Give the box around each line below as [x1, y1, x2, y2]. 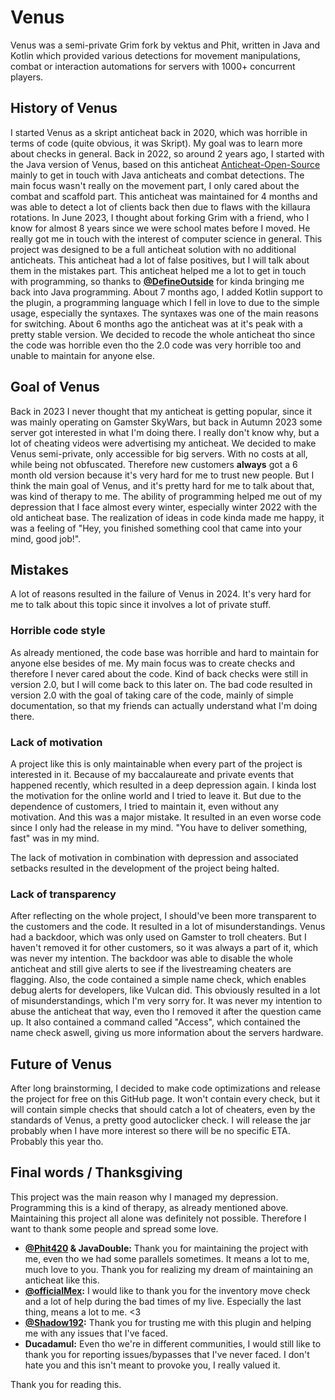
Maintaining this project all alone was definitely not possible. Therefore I [10, 1212, 307, 1224]
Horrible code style [10, 624, 106, 638]
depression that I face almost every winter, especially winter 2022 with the [10, 501, 318, 513]
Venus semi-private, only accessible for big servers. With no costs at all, [10, 447, 308, 460]
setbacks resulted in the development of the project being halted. [10, 862, 280, 874]
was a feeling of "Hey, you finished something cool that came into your [10, 522, 303, 534]
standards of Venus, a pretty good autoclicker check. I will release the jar [10, 1114, 312, 1126]
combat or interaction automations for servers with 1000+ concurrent [10, 60, 296, 72]
